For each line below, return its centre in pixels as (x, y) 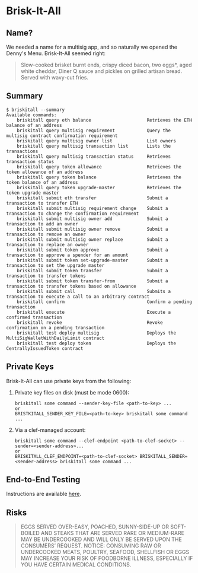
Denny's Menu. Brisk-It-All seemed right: (56, 53)
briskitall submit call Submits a (94, 291)
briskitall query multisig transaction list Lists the (94, 146)
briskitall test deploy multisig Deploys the (97, 333)
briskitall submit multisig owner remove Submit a (92, 229)
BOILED (30, 533)
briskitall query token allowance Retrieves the (99, 167)
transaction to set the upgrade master (55, 265)
